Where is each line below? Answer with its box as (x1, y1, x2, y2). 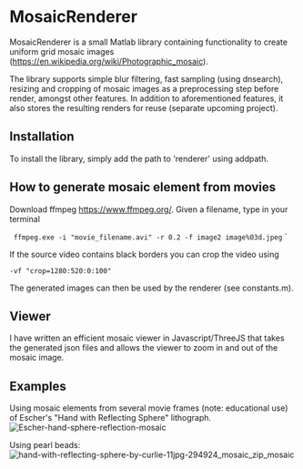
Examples (9, 378, 66, 393)
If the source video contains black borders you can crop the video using (9, 249, 279, 260)
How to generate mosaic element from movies (9, 179, 276, 195)
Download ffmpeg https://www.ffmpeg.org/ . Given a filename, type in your (9, 203, 288, 215)
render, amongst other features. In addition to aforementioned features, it (9, 93, 284, 104)
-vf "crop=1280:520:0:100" (9, 266, 112, 275)
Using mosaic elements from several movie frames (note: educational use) (9, 403, 288, 413)
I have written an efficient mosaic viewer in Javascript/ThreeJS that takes (9, 332, 285, 343)
